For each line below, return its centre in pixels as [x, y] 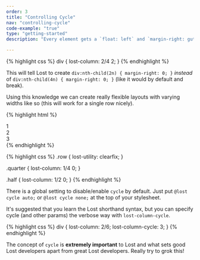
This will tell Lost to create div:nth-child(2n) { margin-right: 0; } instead [99, 73]
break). [15, 85]
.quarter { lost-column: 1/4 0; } [43, 168]
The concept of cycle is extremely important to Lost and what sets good [96, 245]
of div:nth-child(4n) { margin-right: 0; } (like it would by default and [95, 79]
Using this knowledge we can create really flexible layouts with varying [93, 97]
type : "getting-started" [37, 34]
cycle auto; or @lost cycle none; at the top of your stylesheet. [84, 197]
